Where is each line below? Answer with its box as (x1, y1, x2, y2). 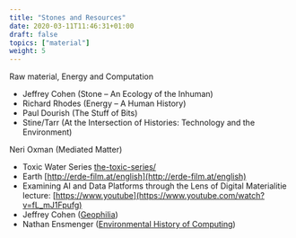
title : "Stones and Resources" (9, 13, 126, 22)
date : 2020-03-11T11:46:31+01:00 (9, 22, 135, 31)
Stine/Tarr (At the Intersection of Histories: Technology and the (22, 118, 256, 128)
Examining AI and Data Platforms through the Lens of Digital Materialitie (22, 181, 287, 191)
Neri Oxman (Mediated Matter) (9, 145, 123, 155)
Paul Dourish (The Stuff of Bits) (22, 108, 138, 119)
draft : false (9, 30, 58, 39)
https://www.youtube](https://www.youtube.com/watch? (55, 190, 265, 201)
